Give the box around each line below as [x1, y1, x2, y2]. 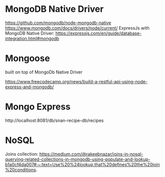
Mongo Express [5, 101, 70, 112]
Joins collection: [5, 151, 38, 157]
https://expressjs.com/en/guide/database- [55, 30, 142, 36]
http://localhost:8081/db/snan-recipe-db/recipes [5, 117, 104, 123]
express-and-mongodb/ [5, 84, 54, 90]
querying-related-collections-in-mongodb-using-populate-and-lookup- [5, 156, 151, 162]
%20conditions [5, 167, 36, 173]
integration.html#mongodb [5, 35, 60, 41]
